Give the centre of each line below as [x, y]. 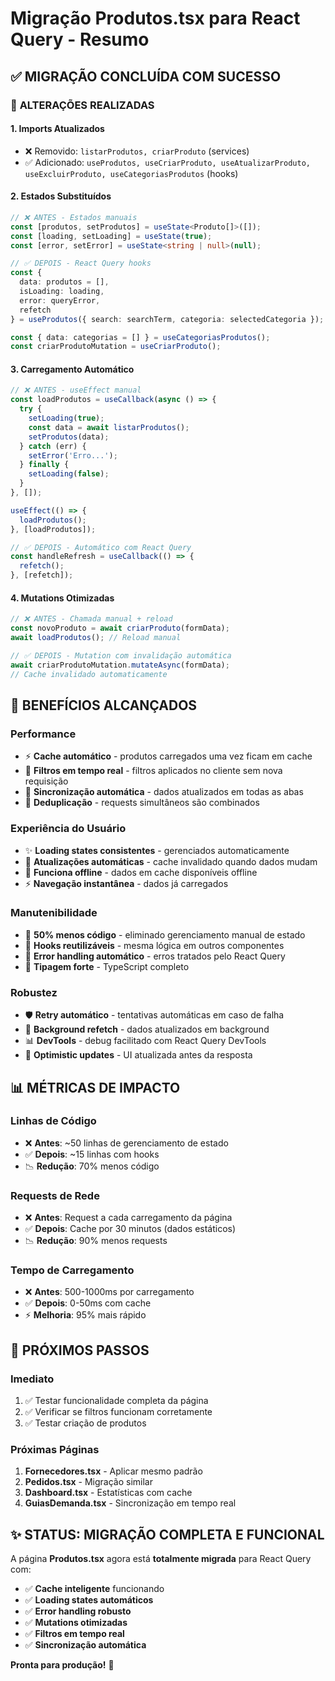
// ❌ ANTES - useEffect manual [76, 390]
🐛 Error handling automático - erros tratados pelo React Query [155, 956]
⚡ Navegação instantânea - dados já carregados [126, 883]
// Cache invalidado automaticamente [89, 674]
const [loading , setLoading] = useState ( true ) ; [111, 236]
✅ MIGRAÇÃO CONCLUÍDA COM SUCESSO [146, 76]
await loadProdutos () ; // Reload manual [96, 638]
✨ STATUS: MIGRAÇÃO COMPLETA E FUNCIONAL [167, 1534]
